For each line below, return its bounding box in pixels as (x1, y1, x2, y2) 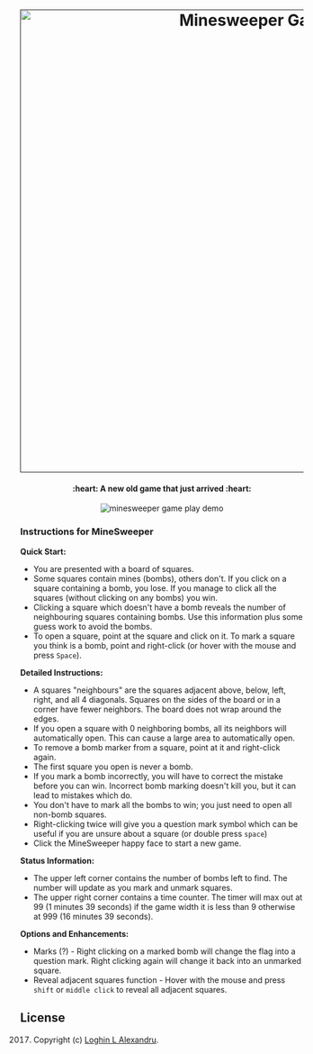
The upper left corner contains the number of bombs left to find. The (32, 872, 288, 883)
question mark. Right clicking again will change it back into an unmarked (32, 955, 301, 966)
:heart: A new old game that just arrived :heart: (72, 483, 252, 494)
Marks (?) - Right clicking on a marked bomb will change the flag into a (32, 946, 296, 957)
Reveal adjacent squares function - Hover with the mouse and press (32, 974, 286, 986)
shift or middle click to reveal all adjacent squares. (32, 984, 228, 995)
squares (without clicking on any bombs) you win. (32, 592, 219, 603)
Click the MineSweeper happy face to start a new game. (32, 838, 242, 849)
